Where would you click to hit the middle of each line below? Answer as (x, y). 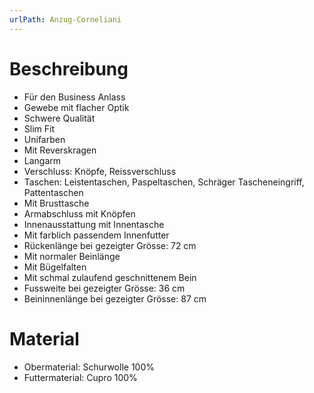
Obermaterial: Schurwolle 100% (89, 367)
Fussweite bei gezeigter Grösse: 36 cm (104, 288)
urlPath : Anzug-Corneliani (65, 19)
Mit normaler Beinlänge (72, 256)
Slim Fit (39, 128)
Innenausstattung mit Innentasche (94, 224)
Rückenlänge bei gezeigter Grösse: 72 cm (110, 245)
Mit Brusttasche (56, 203)
